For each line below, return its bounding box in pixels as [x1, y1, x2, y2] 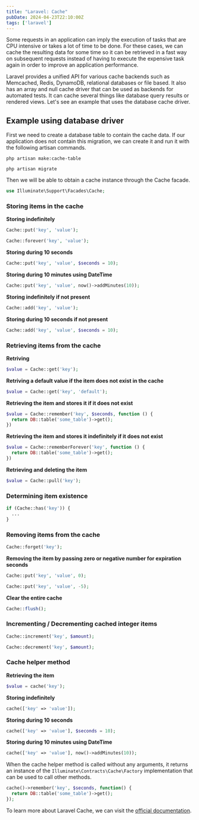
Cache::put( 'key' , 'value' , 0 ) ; [6, 573, 86, 579]
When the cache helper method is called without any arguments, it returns [6, 761, 188, 768]
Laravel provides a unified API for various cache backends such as [6, 73, 170, 80]
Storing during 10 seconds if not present [6, 315, 108, 322]
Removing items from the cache [6, 530, 100, 539]
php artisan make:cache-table [6, 156, 82, 161]
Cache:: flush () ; [6, 605, 46, 611]
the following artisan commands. [6, 144, 86, 151]
